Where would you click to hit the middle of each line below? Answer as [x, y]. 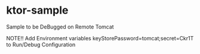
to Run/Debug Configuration [41, 45]
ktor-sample [37, 10]
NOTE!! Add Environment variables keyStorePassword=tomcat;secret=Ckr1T [100, 38]
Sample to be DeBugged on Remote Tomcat [60, 27]
